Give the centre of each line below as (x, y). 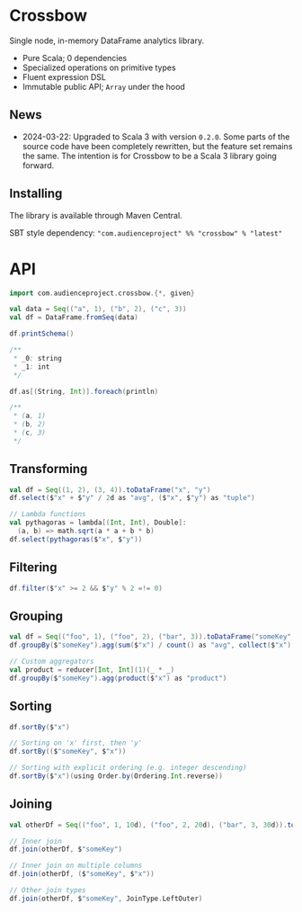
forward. (38, 165)
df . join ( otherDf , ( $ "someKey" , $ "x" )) (82, 874)
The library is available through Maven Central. (96, 215)
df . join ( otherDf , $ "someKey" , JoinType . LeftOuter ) (106, 899)
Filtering (33, 568)
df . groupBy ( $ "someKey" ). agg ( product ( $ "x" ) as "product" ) (118, 678)
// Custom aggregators (52, 662)
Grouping (36, 616)
